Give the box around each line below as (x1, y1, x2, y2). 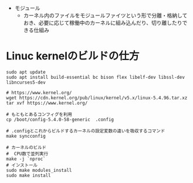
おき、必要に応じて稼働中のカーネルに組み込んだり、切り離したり (23, 19, 183, 26)
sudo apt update (6, 69, 46, 75)
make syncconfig (6, 133, 46, 139)
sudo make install (6, 172, 51, 178)
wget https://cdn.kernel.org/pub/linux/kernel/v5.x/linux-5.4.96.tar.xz (6, 95, 188, 101)
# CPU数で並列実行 (6, 151, 49, 157)
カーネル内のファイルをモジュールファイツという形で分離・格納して (23, 12, 188, 19)
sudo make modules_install (6, 167, 72, 173)
